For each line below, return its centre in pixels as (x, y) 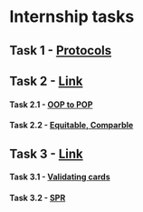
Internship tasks (72, 17)
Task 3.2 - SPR (38, 197)
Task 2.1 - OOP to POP (51, 104)
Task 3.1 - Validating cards (60, 177)
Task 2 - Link (46, 81)
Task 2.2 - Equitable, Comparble (71, 126)
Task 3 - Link (46, 153)
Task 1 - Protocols (60, 50)
